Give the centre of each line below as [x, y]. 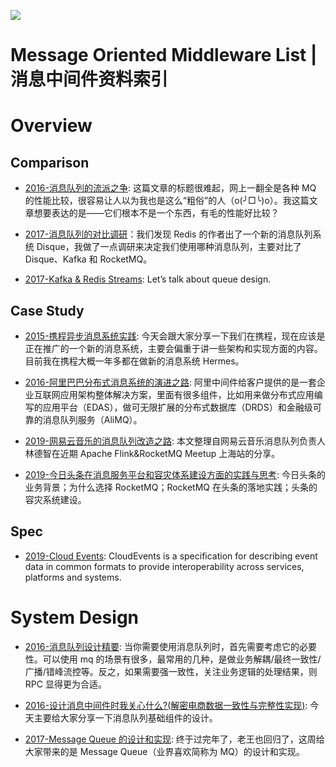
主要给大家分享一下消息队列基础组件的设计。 [125, 717]
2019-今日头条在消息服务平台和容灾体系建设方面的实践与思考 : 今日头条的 [175, 474]
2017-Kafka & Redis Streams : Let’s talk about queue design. [148, 279]
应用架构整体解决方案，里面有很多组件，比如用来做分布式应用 [187, 394]
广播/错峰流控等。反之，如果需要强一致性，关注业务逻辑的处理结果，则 [171, 671]
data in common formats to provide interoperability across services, [164, 566]
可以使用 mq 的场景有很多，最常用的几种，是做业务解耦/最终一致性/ [182, 659]
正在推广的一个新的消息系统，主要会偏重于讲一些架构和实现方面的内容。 [173, 348]
